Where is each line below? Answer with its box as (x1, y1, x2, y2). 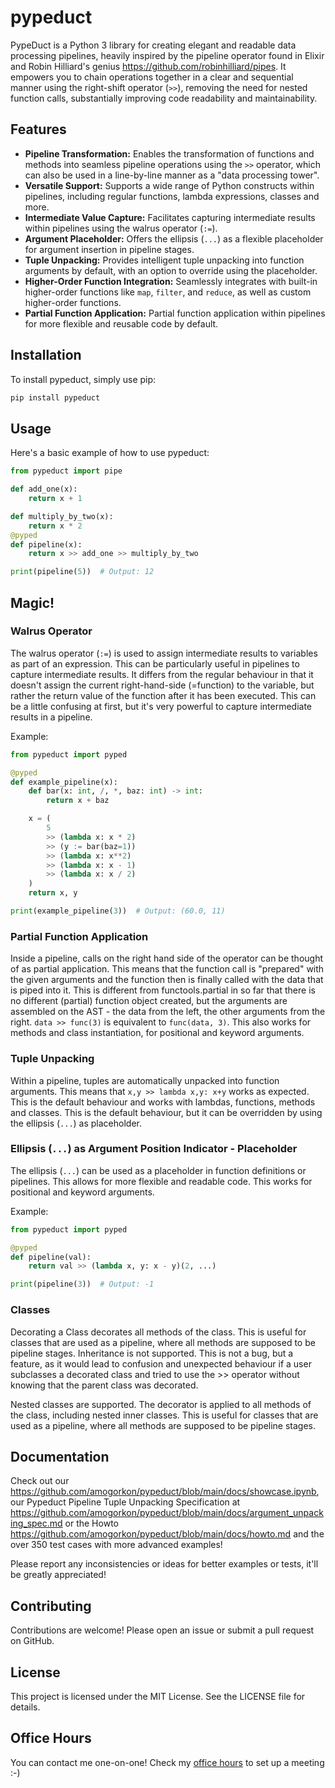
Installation (10, 347, 82, 364)
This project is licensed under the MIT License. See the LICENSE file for (10, 1690, 306, 1702)
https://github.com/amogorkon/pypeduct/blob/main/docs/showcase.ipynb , (10, 1486, 320, 1498)
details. (10, 1701, 41, 1713)
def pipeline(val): (10, 1252, 92, 1262)
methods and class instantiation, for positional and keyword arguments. (10, 1027, 305, 1039)
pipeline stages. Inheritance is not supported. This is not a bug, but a (10, 1347, 294, 1359)
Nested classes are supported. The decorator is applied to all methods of (10, 1398, 312, 1410)
